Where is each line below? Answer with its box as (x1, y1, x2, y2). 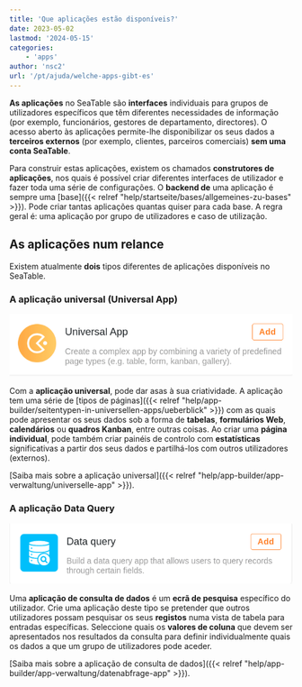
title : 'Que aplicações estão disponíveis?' (9, 14, 179, 23)
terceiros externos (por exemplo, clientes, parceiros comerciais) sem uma (9, 135, 286, 146)
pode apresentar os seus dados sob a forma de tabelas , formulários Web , (9, 415, 286, 426)
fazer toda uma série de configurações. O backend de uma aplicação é (9, 181, 274, 193)
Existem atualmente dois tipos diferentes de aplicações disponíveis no (9, 261, 271, 271)
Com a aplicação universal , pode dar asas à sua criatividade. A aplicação (9, 386, 283, 397)
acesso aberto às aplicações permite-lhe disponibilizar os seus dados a (9, 126, 275, 137)
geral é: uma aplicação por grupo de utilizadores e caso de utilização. (9, 210, 268, 221)
